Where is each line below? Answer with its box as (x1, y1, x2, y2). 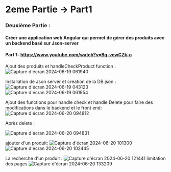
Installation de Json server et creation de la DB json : (5, 78, 116, 84)
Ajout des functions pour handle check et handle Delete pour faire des (5, 99, 153, 105)
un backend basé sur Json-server (5, 40, 79, 46)
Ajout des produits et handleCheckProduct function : (5, 63, 116, 69)
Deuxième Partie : (5, 22, 51, 29)
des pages (5, 160, 28, 167)
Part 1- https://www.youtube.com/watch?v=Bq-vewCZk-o (5, 52, 132, 58)
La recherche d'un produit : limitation (5, 155, 166, 161)
